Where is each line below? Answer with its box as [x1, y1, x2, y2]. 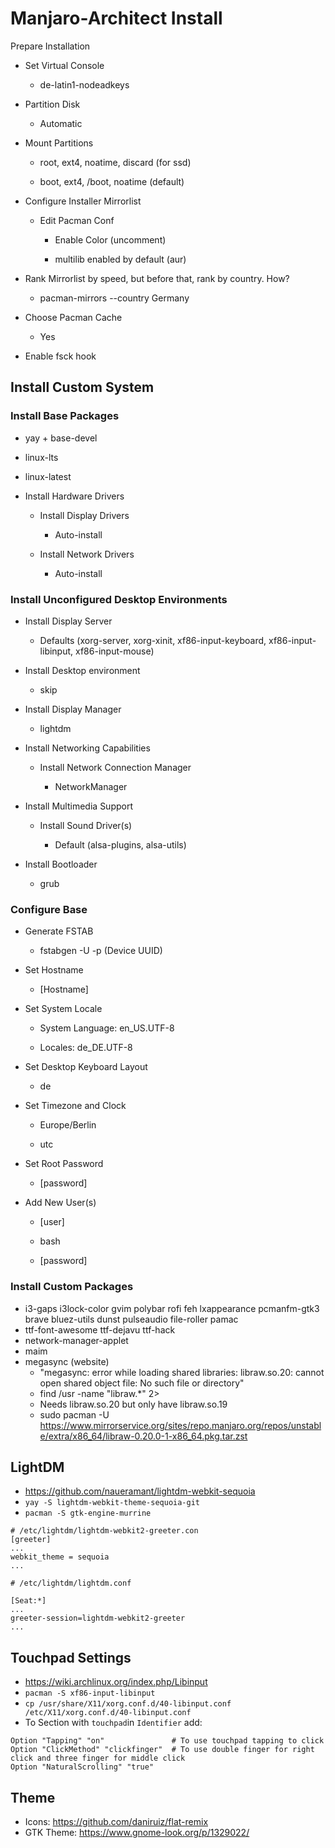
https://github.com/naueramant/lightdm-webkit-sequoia [24, 1485, 256, 1497]
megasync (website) [24, 1355, 110, 1367]
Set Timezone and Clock [24, 1100, 127, 1112]
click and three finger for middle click [10, 1753, 186, 1764]
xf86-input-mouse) [75, 645, 155, 657]
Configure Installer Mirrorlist [24, 195, 142, 207]
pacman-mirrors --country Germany [39, 292, 190, 304]
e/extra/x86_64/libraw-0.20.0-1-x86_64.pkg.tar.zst [39, 1430, 248, 1442]
